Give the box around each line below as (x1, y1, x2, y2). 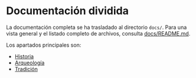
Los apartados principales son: (6, 41, 81, 48)
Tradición (14, 65, 38, 72)
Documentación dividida (6, 4, 129, 18)
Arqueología (14, 59, 45, 66)
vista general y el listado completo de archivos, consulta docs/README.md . (6, 30, 191, 37)
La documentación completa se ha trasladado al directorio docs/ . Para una (6, 24, 187, 31)
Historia (14, 53, 34, 60)
